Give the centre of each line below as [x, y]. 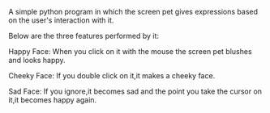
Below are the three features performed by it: [84, 36]
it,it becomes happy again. [53, 100]
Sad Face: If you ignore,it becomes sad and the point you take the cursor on [135, 91]
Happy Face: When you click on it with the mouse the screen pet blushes [131, 51]
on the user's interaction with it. [61, 20]
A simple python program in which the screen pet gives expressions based [133, 12]
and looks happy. [37, 60]
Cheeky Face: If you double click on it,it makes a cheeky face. [112, 75]
